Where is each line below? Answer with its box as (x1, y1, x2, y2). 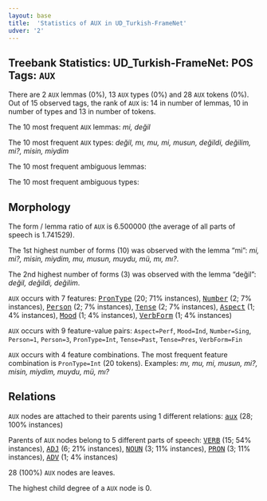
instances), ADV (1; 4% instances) (8, 452, 118, 462)
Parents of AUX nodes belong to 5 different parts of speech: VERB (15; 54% (8, 435, 252, 444)
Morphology (8, 201, 71, 214)
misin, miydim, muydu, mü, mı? (8, 367, 110, 376)
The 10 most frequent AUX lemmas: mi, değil (8, 122, 151, 132)
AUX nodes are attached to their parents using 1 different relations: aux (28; (8, 411, 253, 420)
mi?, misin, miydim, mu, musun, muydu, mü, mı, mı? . (8, 254, 179, 264)
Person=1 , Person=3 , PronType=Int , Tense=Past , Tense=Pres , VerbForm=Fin (8, 335, 243, 344)
